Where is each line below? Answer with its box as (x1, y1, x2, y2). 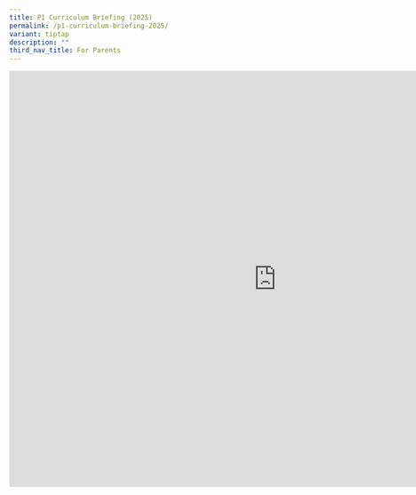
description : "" (9, 37, 69, 47)
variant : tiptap (9, 29, 69, 38)
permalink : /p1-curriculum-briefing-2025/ (9, 21, 169, 30)
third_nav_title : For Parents (9, 46, 122, 55)
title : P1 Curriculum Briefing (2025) (9, 12, 153, 22)
